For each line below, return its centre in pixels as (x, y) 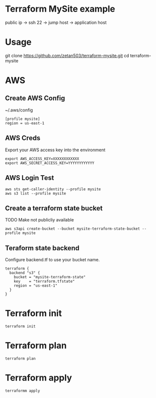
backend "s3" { (25, 273)
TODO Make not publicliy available (40, 220)
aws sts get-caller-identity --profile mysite (53, 189)
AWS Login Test (30, 178)
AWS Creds (23, 138)
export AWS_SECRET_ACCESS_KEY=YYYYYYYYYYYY (50, 163)
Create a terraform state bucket (54, 208)
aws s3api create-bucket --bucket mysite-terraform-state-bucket (72, 229)
